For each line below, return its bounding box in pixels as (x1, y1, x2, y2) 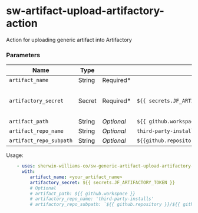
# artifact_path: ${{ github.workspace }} (29, 191, 136, 196)
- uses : (16, 163, 35, 169)
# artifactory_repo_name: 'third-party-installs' (29, 196, 154, 202)
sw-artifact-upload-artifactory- (6, 4, 165, 18)
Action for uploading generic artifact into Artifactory (6, 36, 133, 43)
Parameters (6, 51, 40, 59)
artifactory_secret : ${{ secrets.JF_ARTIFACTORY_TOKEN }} (29, 179, 176, 185)
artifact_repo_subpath (9, 137, 72, 144)
